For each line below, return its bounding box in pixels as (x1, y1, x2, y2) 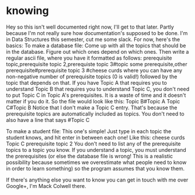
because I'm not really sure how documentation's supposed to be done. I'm (6, 29, 188, 36)
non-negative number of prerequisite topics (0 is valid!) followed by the (6, 73, 177, 80)
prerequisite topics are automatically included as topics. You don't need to (6, 110, 185, 117)
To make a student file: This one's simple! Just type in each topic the (6, 127, 172, 135)
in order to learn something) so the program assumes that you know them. (6, 165, 185, 172)
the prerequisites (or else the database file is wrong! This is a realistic (6, 152, 173, 159)
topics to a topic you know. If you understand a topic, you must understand (6, 146, 186, 153)
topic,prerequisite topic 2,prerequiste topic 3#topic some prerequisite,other (6, 60, 188, 68)
